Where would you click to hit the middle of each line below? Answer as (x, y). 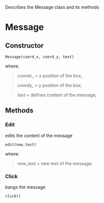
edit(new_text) (21, 144)
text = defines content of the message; (57, 95)
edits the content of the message (39, 135)
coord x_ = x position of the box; (50, 76)
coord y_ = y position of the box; (50, 85)
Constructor (24, 45)
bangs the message (25, 187)
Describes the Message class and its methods (52, 7)
